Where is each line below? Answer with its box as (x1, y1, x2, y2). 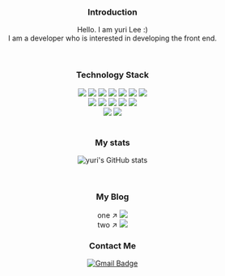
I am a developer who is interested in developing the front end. (7, 33, 218, 43)
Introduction (87, 6, 138, 18)
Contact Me (88, 240, 137, 252)
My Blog (96, 191, 129, 202)
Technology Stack (76, 70, 149, 81)
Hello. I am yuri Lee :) (77, 25, 148, 35)
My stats (95, 137, 130, 148)
